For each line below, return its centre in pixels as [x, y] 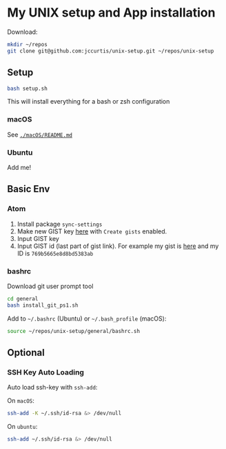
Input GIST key [38, 238]
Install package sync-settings [60, 224]
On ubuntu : [22, 427]
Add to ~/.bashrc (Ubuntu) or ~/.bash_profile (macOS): [87, 318]
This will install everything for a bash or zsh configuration [89, 102]
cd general [23, 298]
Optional [26, 353]
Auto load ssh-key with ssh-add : [52, 388]
